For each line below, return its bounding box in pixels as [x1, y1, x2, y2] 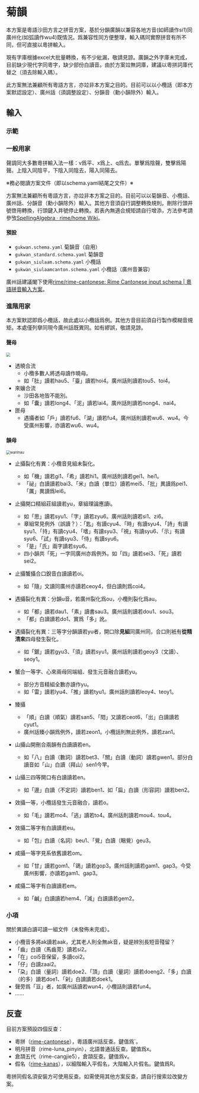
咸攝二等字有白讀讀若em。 [14, 882, 80, 890]
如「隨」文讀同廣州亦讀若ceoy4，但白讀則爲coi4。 [23, 583, 149, 590]
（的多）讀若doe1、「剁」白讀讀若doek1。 [14, 976, 116, 983]
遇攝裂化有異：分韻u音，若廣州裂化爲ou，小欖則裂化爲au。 [14, 595, 160, 602]
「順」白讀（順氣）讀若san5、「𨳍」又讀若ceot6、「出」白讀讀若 [23, 714, 179, 721]
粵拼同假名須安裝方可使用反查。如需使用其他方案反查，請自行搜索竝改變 [6, 1073, 182, 1080]
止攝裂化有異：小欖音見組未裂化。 [14, 460, 98, 467]
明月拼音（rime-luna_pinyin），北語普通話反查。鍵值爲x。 [14, 1045, 155, 1053]
